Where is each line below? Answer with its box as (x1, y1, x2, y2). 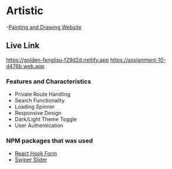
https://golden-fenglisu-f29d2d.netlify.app (6, 56, 109, 63)
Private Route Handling (14, 91, 71, 98)
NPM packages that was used (6, 137, 93, 145)
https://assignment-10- (110, 56, 166, 63)
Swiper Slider (14, 156, 48, 163)
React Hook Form (14, 150, 57, 157)
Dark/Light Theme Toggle (14, 116, 77, 123)
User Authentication (14, 122, 64, 129)
